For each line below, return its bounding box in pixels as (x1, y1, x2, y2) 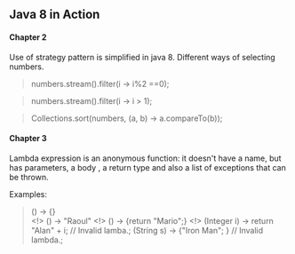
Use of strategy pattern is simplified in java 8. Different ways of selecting (9, 52, 275, 62)
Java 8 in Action (9, 7, 100, 22)
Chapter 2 (9, 31, 47, 43)
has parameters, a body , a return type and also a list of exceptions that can (9, 162, 286, 172)
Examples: (9, 188, 47, 199)
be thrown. (9, 171, 49, 182)
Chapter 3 (9, 133, 47, 144)
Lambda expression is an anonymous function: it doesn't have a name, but (9, 153, 282, 163)
